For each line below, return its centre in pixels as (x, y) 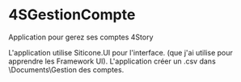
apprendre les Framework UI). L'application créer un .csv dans (112, 61)
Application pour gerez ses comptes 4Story (81, 37)
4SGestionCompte (72, 15)
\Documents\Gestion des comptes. (66, 69)
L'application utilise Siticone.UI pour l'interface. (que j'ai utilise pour (120, 52)
